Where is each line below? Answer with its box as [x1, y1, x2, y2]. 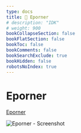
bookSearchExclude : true [6, 53, 67, 59]
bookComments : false [6, 47, 57, 53]
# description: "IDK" [6, 20, 60, 25]
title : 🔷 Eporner [6, 14, 49, 20]
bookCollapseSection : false [6, 31, 76, 37]
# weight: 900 [6, 25, 41, 31]
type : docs [6, 8, 33, 15]
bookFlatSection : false [6, 36, 65, 42]
